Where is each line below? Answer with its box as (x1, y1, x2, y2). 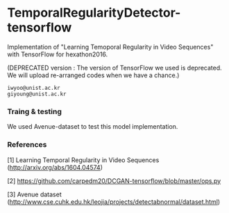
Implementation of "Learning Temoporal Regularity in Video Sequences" (7, 42, 214, 51)
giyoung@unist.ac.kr (7, 90, 67, 97)
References (7, 140, 47, 150)
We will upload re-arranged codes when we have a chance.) (7, 71, 180, 79)
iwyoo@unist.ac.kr (7, 84, 60, 91)
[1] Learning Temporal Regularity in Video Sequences (7, 155, 160, 164)
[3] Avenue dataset (7, 190, 62, 198)
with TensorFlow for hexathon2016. (7, 50, 108, 58)
